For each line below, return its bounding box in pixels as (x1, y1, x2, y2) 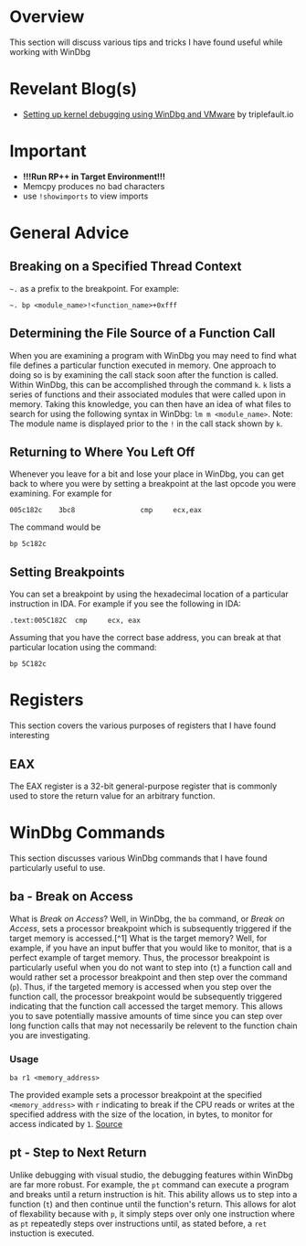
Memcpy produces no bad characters (22, 180, 165, 191)
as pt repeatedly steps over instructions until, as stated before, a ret (9, 1218, 268, 1229)
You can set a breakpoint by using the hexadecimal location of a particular (9, 588, 290, 600)
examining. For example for (9, 488, 112, 499)
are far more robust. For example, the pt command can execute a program (9, 1178, 290, 1190)
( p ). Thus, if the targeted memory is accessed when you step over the (9, 981, 272, 992)
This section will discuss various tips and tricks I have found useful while (9, 37, 283, 48)
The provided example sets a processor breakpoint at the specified (9, 1090, 262, 1101)
